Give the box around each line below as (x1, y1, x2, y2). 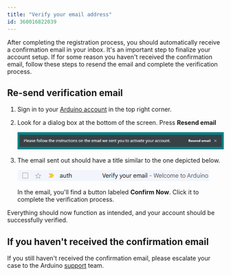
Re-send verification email (7, 87, 124, 99)
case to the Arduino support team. (7, 261, 104, 269)
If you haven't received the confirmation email (7, 235, 209, 247)
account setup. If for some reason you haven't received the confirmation (7, 52, 213, 61)
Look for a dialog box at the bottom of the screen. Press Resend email (16, 119, 217, 127)
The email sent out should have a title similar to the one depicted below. (16, 157, 221, 165)
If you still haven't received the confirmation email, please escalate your (7, 254, 211, 262)
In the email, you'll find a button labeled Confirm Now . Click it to (16, 188, 199, 196)
